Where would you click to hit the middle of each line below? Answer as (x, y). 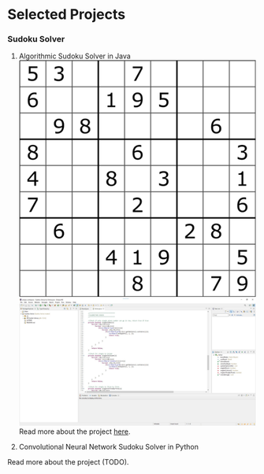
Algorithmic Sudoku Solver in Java (74, 56)
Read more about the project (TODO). (68, 462)
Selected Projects (67, 15)
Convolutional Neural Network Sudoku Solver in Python (108, 447)
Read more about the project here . (74, 431)
